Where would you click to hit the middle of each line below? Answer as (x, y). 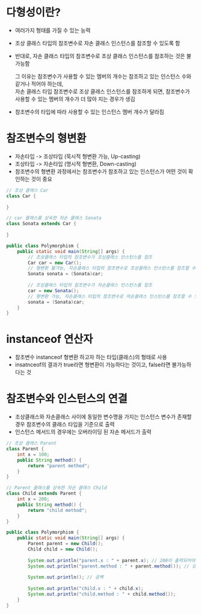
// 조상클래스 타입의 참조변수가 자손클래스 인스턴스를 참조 (90, 285)
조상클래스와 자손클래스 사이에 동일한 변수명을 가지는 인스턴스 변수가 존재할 (103, 417)
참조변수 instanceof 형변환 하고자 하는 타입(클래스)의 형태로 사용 (91, 357)
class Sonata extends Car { (41, 224)
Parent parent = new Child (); (66, 544)
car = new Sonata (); (54, 290)
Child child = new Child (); (63, 549)
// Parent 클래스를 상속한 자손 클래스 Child (57, 488)
